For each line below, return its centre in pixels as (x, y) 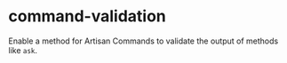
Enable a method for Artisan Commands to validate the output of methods (143, 41)
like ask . (23, 50)
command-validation (87, 16)
